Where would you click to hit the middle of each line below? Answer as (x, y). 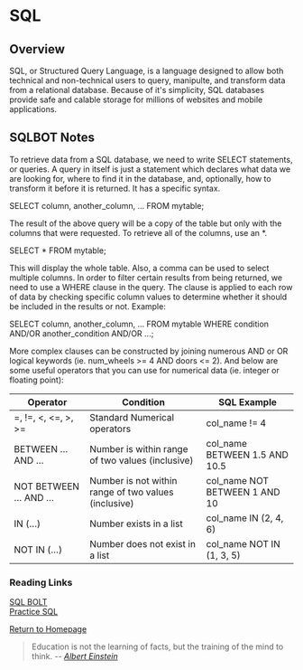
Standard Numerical (132, 417)
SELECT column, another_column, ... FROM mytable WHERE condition (139, 324)
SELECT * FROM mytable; (58, 250)
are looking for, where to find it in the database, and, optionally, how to (141, 178)
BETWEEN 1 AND (243, 492)
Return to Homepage (48, 629)
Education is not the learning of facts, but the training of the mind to (157, 646)
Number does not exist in (143, 543)
